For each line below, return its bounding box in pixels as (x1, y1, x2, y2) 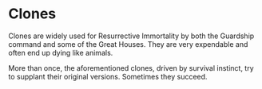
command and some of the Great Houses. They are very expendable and (8, 39, 248, 48)
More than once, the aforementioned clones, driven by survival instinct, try (8, 63, 254, 72)
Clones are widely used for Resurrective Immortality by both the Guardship (8, 31, 255, 41)
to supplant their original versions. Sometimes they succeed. (8, 72, 208, 81)
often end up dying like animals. (8, 48, 113, 57)
